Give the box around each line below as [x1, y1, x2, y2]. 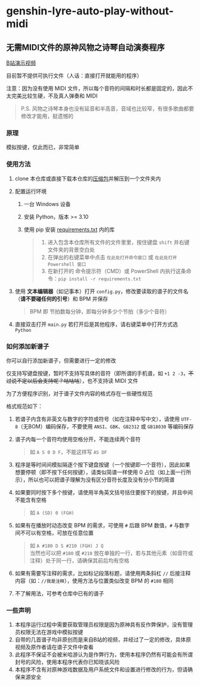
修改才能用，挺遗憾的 [20, 113, 73, 119]
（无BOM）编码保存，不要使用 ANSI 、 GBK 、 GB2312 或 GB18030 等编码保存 [17, 422, 194, 430]
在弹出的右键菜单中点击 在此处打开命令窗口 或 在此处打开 [47, 253, 177, 261]
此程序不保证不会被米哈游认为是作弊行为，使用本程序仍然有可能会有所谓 [14, 651, 193, 658]
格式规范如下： [6, 403, 43, 410]
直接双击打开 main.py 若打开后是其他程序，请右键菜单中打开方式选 [14, 321, 178, 328]
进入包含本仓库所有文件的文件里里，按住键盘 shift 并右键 [47, 238, 190, 246]
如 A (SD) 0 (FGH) [29, 509, 75, 516]
